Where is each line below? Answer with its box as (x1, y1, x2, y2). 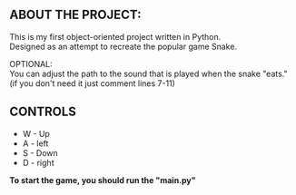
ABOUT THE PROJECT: (9, 7, 142, 23)
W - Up (22, 128, 50, 139)
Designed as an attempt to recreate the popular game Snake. (9, 41, 238, 52)
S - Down (22, 147, 59, 158)
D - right (22, 157, 54, 168)
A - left (22, 138, 49, 149)
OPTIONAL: (9, 58, 53, 69)
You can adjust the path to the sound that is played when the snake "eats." (9, 68, 288, 79)
